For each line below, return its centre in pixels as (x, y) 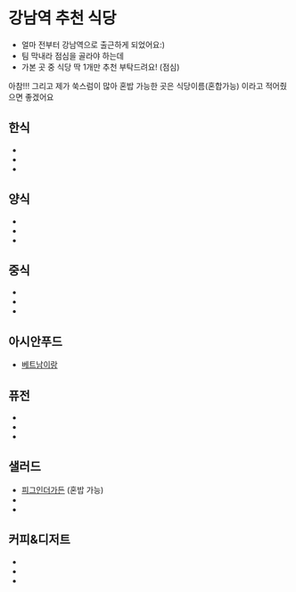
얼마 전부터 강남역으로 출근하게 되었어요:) (93, 45)
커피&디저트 (39, 540)
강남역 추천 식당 (62, 18)
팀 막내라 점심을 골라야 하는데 (72, 55)
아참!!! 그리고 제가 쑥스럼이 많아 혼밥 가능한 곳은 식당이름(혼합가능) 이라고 (136, 86)
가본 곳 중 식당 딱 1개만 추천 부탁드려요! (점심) (100, 67)
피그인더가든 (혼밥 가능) (62, 489)
